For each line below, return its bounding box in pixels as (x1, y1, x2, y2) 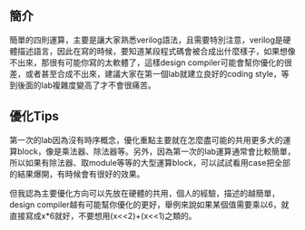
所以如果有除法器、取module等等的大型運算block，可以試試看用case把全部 (9, 157, 290, 168)
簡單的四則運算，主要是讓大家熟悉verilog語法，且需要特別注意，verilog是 (9, 34, 283, 45)
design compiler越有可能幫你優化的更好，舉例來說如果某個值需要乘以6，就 (9, 198, 290, 210)
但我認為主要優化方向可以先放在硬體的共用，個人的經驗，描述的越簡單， (9, 187, 280, 198)
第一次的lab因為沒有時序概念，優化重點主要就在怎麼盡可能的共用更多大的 (9, 134, 283, 145)
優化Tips (9, 109, 59, 124)
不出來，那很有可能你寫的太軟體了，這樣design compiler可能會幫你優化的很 (9, 57, 292, 68)
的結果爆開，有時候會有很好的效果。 (9, 168, 145, 179)
